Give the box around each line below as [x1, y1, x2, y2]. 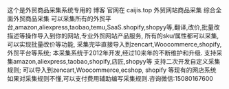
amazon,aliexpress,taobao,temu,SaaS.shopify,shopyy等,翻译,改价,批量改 [14, 23, 220, 31]
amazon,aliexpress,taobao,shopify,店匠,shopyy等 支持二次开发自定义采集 [12, 58, 221, 65]
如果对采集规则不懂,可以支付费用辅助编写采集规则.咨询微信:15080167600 [7, 75, 213, 82]
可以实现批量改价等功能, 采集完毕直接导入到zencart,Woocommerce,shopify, [7, 40, 222, 48]
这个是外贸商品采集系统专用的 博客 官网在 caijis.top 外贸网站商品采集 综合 [7, 6, 216, 14]
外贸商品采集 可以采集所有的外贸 [12, 14, 105, 23]
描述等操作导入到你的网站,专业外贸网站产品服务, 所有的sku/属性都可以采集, [7, 31, 219, 40]
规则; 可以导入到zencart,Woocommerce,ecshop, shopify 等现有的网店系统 [7, 66, 217, 74]
